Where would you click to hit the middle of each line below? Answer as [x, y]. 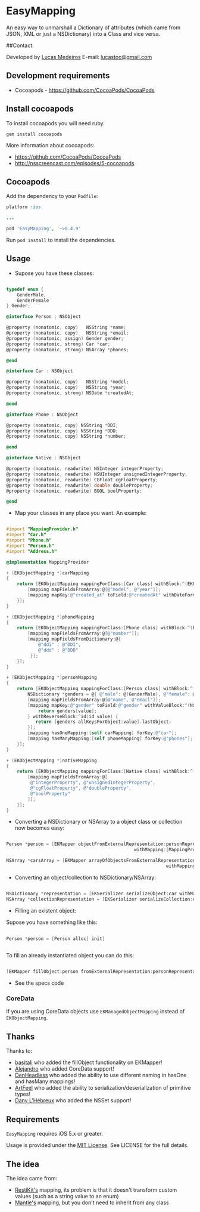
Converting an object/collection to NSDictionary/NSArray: [85, 877]
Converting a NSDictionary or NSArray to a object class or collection [99, 822]
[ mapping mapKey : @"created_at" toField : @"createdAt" [94, 595]
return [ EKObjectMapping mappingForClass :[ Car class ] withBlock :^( [102, 584]
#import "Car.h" [26, 535]
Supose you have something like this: [52, 922]
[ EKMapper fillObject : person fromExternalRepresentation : [79, 972]
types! [23, 1094]
